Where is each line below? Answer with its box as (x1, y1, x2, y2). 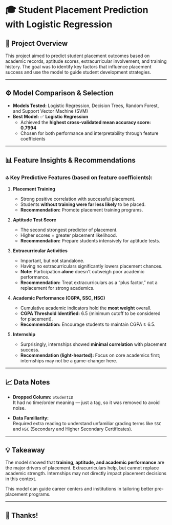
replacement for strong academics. (20, 285, 95, 291)
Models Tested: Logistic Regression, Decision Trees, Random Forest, (12, 102, 159, 109)
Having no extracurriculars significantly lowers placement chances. (20, 263, 163, 269)
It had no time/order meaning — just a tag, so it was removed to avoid (12, 399, 160, 406)
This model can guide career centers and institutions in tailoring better (5, 486, 154, 492)
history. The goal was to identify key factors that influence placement (5, 64, 152, 69)
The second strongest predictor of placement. (20, 226, 118, 233)
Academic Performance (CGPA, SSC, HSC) (12, 294, 105, 301)
